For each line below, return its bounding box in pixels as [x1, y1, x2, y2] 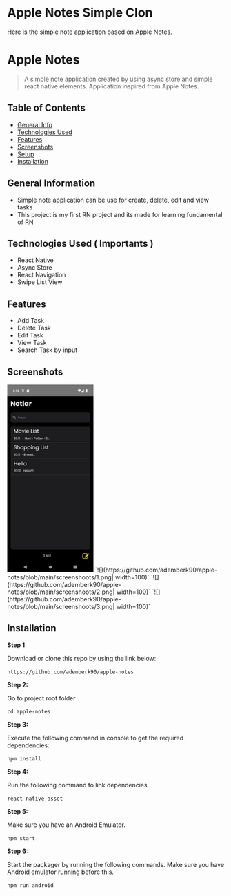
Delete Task [17, 324, 52, 333]
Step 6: [7, 847, 29, 855]
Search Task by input [17, 346, 78, 354]
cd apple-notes [7, 708, 51, 715]
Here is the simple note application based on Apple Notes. [7, 28, 172, 36]
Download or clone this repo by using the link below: [7, 654, 157, 662]
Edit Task [17, 331, 43, 339]
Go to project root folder [7, 693, 76, 702]
